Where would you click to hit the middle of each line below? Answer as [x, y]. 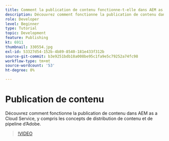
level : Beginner [22, 24]
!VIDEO [25, 133]
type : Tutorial [21, 28]
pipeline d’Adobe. [23, 123]
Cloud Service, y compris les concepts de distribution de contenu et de [79, 118]
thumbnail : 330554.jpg [29, 47]
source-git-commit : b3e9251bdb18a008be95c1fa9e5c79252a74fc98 [72, 56]
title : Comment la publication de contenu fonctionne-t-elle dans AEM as [84, 10]
